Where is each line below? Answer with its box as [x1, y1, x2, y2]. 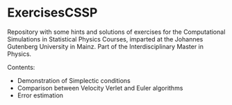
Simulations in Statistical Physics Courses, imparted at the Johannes [7, 35, 204, 43]
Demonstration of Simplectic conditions [17, 76, 131, 84]
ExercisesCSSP [7, 5, 98, 21]
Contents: [7, 63, 35, 71]
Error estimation [17, 91, 64, 99]
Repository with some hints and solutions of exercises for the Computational [7, 28, 226, 36]
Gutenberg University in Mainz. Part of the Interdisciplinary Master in [7, 42, 204, 50]
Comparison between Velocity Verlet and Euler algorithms [17, 84, 183, 92]
